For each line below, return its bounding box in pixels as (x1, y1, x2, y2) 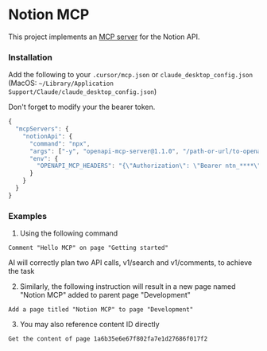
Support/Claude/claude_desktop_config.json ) (8, 87, 157, 96)
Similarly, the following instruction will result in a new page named (19, 282, 236, 291)
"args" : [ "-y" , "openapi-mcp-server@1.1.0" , (29, 147, 180, 155)
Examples (8, 210, 48, 221)
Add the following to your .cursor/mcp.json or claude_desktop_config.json (8, 70, 253, 80)
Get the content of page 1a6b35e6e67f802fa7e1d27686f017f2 (8, 335, 208, 343)
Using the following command (19, 228, 118, 238)
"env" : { (29, 154, 59, 162)
